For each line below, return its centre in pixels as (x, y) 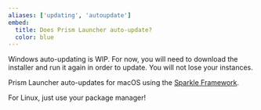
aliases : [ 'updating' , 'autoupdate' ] (70, 15)
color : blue (35, 37)
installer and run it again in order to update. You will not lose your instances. (130, 68)
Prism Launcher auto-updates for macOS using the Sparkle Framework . (124, 83)
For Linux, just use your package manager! (77, 98)
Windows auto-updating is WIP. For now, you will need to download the (123, 59)
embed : (19, 23)
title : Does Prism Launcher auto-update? (84, 30)
